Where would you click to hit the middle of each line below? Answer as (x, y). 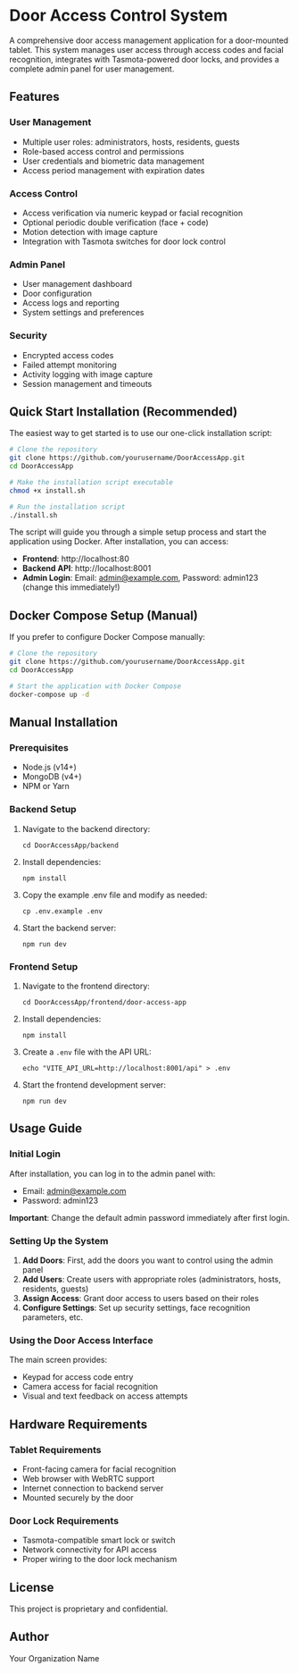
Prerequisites (39, 747)
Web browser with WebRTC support (88, 1478)
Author (29, 1637)
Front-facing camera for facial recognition (99, 1469)
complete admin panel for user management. (92, 69)
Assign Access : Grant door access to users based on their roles (141, 1298)
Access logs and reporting (71, 303)
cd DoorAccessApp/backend (70, 845)
